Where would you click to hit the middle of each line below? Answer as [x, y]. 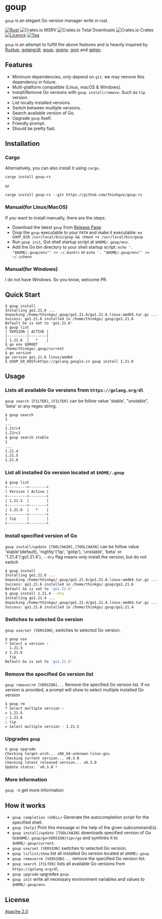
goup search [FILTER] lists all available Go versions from [69, 864]
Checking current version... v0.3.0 [42, 758]
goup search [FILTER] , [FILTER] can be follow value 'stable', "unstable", [77, 401]
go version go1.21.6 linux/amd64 [39, 357]
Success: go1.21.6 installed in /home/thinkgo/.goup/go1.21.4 [69, 607]
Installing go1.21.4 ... [30, 598]
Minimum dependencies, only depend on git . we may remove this [78, 76]
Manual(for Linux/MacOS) [36, 207]
